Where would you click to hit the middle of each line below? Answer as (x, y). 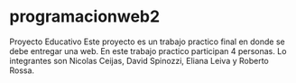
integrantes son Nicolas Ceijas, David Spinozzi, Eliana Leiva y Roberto (139, 60)
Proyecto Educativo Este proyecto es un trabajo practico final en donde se (148, 41)
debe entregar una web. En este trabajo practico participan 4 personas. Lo (148, 51)
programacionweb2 (85, 17)
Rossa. (22, 70)
